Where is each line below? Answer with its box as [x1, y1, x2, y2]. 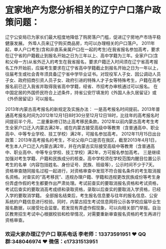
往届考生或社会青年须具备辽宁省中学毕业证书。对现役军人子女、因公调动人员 [5, 71, 161, 77]
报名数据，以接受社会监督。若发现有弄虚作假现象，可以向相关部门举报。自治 [5, 205, 161, 211]
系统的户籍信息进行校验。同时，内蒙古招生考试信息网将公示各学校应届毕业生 [5, 198, 161, 205]
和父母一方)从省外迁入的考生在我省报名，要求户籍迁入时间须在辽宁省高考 [5, 59, 154, 65]
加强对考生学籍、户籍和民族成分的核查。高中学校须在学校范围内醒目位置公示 [5, 155, 161, 161]
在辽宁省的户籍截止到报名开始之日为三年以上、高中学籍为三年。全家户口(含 [5, 52, 159, 58]
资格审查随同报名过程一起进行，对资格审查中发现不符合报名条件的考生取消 [5, 168, 157, 174]
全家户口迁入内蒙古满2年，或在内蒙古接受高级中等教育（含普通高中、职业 [9, 124, 160, 131]
